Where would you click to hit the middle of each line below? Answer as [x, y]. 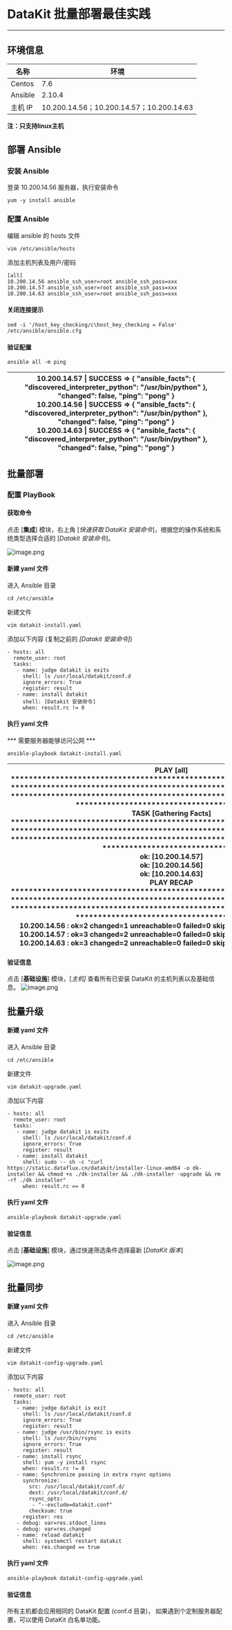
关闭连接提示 [25, 310]
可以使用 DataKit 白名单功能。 [61, 1620]
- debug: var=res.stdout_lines [61, 1523]
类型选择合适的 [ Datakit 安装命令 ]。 [64, 538]
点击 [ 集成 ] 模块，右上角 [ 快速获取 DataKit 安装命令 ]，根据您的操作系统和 [111, 529]
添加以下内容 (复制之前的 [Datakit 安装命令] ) [70, 639]
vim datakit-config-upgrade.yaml [55, 1363]
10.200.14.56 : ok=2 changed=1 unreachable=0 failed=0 [115, 926]
